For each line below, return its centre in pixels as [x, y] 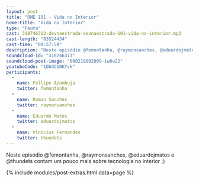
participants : [24, 72]
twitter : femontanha [42, 89]
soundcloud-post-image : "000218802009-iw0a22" [65, 61]
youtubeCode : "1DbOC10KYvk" [41, 66]
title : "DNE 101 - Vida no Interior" [53, 17]
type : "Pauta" [24, 28]
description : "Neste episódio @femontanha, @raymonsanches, [82, 50]
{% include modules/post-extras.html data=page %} [70, 173]
